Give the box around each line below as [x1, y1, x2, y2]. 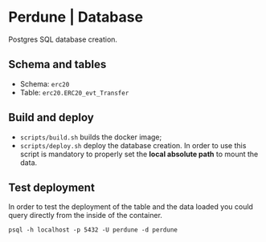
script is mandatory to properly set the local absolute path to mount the [19, 149, 259, 159]
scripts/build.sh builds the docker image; [19, 132, 162, 142]
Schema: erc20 [19, 79, 70, 88]
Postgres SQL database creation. [8, 34, 118, 44]
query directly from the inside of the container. [8, 211, 163, 220]
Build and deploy [8, 111, 94, 124]
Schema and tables [8, 58, 107, 71]
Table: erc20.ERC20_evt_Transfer [19, 87, 129, 97]
